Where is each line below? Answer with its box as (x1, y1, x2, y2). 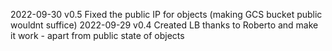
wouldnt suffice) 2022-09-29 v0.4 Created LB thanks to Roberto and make (10, 19, 319, 31)
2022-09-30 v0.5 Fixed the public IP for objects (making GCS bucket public (10, 9, 323, 20)
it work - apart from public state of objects (10, 30, 185, 41)
